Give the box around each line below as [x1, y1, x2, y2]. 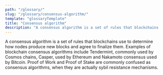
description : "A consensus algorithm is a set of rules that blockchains [5, 25, 159, 30]
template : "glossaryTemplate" [5, 16, 67, 21]
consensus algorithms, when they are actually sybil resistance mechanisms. [5, 64, 159, 71]
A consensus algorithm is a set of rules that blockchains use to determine [5, 38, 153, 44]
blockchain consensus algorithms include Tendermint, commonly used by [5, 49, 154, 55]
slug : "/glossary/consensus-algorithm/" [5, 12, 89, 17]
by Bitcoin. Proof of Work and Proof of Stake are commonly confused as [5, 59, 151, 65]
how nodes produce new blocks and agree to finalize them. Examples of [5, 44, 151, 50]
